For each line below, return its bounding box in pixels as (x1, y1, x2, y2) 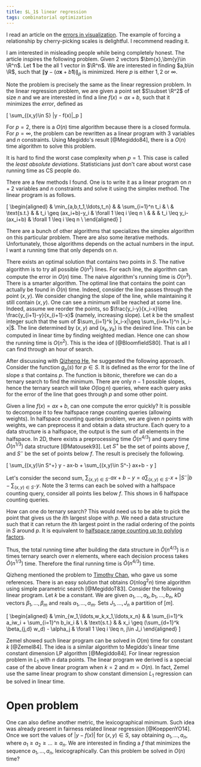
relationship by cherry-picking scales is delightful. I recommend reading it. (6, 37, 190, 44)
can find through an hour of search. (6, 346, 94, 353)
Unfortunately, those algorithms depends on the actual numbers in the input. (6, 240, 194, 247)
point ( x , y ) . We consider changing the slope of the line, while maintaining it (6, 292, 191, 299)
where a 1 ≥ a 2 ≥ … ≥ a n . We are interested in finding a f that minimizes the (6, 739, 191, 748)
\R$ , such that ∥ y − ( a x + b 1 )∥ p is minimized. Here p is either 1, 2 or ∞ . (6, 68, 178, 77)
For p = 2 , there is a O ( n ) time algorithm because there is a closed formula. (6, 124, 191, 131)
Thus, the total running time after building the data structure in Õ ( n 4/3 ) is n (6, 545, 190, 553)
